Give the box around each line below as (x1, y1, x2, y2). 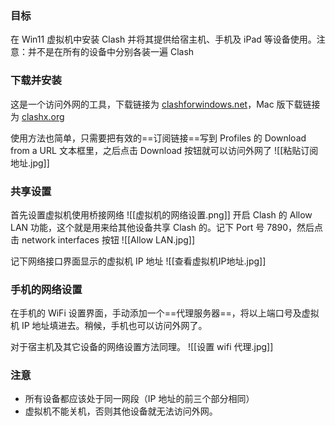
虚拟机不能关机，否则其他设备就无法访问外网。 (24, 405, 218, 417)
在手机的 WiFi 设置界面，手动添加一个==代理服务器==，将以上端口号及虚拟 (10, 307, 320, 319)
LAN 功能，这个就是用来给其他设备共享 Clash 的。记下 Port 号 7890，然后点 (10, 221, 324, 233)
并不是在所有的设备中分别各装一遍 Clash (27, 46, 195, 58)
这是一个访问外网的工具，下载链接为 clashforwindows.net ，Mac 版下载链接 (10, 98, 321, 110)
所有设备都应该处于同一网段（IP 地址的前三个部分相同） (24, 393, 255, 405)
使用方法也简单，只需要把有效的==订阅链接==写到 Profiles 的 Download (10, 132, 307, 144)
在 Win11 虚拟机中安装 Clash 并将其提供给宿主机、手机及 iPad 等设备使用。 (10, 33, 317, 46)
